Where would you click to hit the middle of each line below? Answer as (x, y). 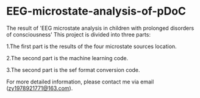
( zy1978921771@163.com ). (40, 88)
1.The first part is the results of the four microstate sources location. (91, 46)
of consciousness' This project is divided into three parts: (79, 34)
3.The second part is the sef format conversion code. (73, 70)
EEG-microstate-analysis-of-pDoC (96, 11)
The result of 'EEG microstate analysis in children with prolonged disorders (100, 28)
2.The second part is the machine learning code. (67, 58)
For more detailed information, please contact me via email (80, 82)
